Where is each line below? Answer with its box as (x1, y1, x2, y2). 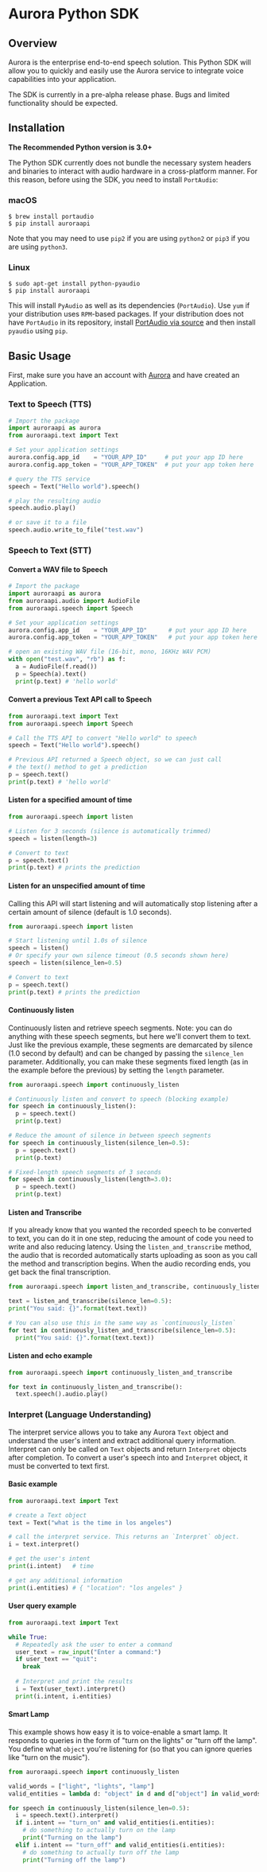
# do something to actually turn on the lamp (22, 1827, 176, 1835)
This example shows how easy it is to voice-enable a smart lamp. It (8, 1727, 228, 1737)
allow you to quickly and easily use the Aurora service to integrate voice (8, 66, 244, 76)
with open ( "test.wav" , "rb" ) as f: (8, 656, 126, 664)
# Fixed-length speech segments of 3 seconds (8, 1168, 161, 1176)
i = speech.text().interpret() (15, 1812, 119, 1819)
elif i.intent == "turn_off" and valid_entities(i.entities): (15, 1841, 226, 1849)
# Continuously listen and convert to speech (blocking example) (8, 1095, 229, 1103)
